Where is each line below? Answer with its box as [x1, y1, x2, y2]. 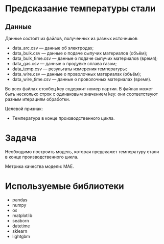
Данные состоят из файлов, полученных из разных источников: [5, 35, 139, 41]
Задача [5, 133, 37, 144]
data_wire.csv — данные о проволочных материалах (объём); [12, 71, 141, 77]
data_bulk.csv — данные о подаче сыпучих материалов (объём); [12, 50, 148, 56]
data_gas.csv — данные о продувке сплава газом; [12, 61, 117, 66]
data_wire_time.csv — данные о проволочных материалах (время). [12, 77, 152, 82]
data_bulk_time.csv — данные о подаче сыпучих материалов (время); [12, 55, 158, 61]
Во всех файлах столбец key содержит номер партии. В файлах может [5, 86, 153, 91]
